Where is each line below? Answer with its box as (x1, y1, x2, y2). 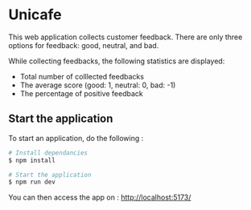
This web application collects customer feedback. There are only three (8, 32, 243, 42)
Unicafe (8, 6, 62, 24)
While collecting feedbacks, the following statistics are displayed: (8, 56, 225, 66)
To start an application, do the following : (8, 133, 144, 143)
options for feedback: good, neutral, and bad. (8, 40, 159, 50)
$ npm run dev (8, 178, 56, 186)
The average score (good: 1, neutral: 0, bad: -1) (19, 80, 176, 90)
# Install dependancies (8, 148, 88, 157)
